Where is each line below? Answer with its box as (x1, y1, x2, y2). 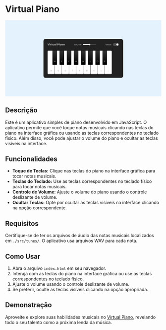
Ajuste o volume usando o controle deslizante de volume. (12, 281, 130, 287)
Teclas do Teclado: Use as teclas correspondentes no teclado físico (12, 178, 152, 184)
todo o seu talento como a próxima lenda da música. (5, 319, 112, 325)
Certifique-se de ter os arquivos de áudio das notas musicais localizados (5, 233, 154, 239)
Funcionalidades (5, 155, 58, 163)
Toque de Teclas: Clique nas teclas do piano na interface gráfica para (12, 168, 156, 174)
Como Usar (5, 252, 41, 260)
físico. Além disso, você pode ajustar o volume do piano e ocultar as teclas (5, 135, 158, 141)
